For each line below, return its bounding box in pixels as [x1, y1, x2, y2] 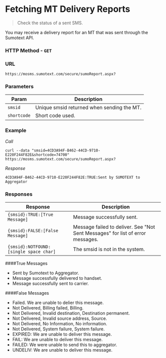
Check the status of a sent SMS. [17, 20, 83, 26]
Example [5, 127, 27, 134]
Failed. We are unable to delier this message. [12, 300, 104, 306]
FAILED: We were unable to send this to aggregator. [12, 342, 118, 348]
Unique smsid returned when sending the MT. [35, 104, 142, 111]
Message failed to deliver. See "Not [73, 224, 155, 231]
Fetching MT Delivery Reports [5, 3, 130, 15]
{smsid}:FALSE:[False [7, 228, 58, 234]
